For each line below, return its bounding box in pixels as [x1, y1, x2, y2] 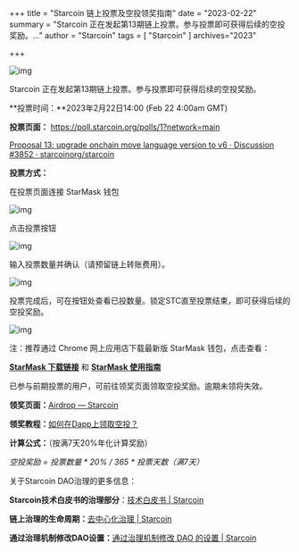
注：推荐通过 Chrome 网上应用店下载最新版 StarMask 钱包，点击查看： [9, 343, 270, 353]
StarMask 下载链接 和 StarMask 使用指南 [9, 362, 162, 372]
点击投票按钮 [9, 222, 56, 233]
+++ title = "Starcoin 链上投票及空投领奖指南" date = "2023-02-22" [9, 8, 257, 18]
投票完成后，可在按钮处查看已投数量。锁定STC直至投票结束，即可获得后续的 [9, 296, 291, 305]
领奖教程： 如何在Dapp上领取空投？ [9, 419, 139, 429]
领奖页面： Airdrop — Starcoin [9, 400, 119, 410]
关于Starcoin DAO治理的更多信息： [9, 476, 137, 486]
